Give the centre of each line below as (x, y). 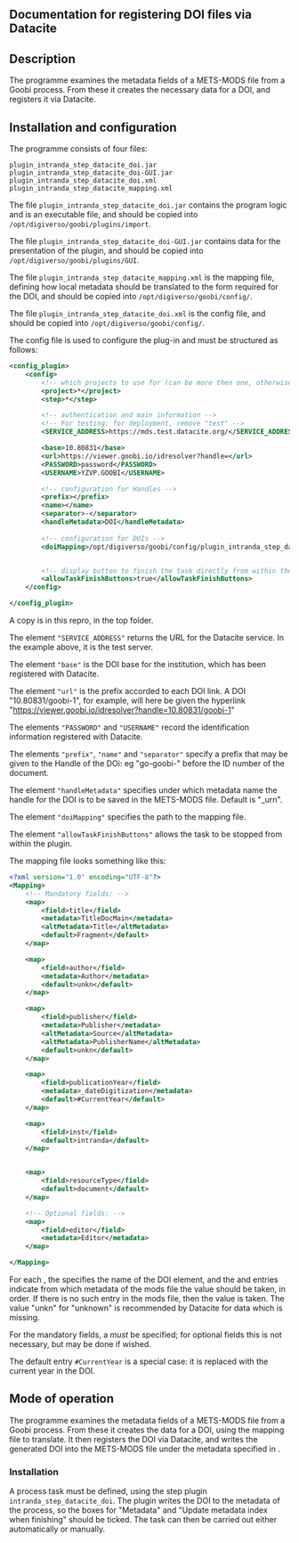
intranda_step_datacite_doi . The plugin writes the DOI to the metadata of (145, 1501)
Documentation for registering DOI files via (130, 15)
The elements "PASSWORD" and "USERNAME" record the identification (129, 727)
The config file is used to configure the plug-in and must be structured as (144, 340)
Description (42, 58)
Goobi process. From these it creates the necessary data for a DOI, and (140, 90)
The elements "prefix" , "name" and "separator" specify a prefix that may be (149, 754)
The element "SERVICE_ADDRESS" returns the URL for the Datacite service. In (147, 638)
